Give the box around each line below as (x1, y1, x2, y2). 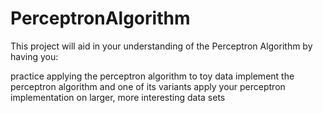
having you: (10, 50, 59, 62)
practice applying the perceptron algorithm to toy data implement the (10, 70, 295, 82)
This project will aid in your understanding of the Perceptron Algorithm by (10, 40, 313, 52)
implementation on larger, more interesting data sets (10, 91, 226, 103)
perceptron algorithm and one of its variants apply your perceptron (10, 80, 286, 92)
